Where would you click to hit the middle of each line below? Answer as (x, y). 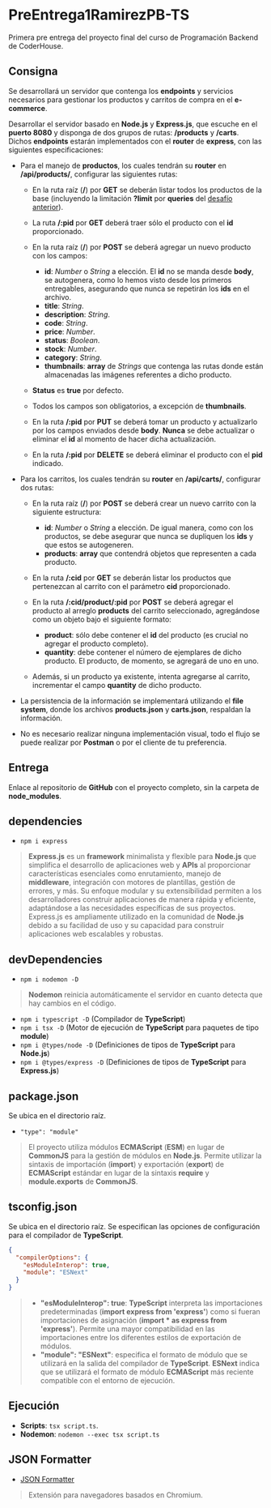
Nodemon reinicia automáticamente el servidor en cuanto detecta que (145, 995)
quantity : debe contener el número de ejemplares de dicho (143, 652)
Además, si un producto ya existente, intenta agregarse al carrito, (141, 676)
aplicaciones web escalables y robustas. (96, 934)
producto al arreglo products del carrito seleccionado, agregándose (146, 610)
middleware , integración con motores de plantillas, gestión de (132, 882)
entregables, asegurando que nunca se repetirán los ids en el (147, 288)
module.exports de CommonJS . (83, 1181)
